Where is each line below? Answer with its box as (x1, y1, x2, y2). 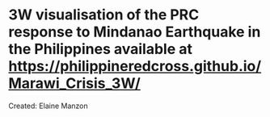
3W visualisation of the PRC (8, 6, 200, 24)
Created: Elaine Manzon (8, 101, 88, 111)
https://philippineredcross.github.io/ (8, 57, 262, 76)
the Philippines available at (8, 40, 192, 58)
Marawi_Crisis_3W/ (8, 74, 141, 93)
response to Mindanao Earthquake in (8, 23, 261, 41)
